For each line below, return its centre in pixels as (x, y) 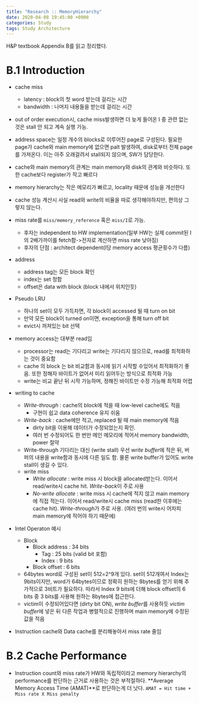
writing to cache (35, 393)
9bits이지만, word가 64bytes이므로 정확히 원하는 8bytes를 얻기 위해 (103, 581)
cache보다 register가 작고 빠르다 (59, 175)
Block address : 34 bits (61, 547)
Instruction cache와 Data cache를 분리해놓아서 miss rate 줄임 (88, 631)
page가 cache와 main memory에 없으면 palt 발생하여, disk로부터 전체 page (104, 147)
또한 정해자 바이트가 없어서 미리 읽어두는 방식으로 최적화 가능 (102, 374)
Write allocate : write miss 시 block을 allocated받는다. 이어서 (105, 479)
